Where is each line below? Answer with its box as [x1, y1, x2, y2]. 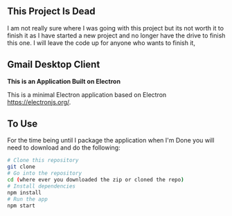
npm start [7, 202, 36, 209]
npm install [7, 189, 42, 196]
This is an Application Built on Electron [7, 77, 121, 85]
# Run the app [7, 195, 48, 203]
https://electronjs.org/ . [7, 98, 71, 106]
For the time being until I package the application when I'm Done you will [7, 136, 215, 145]
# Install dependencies [7, 183, 76, 190]
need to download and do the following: [7, 143, 121, 152]
